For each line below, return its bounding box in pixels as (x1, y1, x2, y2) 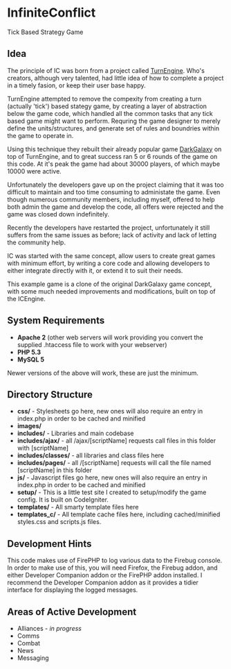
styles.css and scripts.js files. (17, 518, 102, 526)
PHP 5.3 (17, 348, 41, 356)
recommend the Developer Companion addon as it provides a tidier (7, 578, 199, 587)
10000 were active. (7, 167, 62, 175)
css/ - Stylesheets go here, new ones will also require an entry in (17, 407, 203, 416)
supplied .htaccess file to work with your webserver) (17, 340, 167, 348)
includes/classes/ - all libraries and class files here (17, 451, 165, 459)
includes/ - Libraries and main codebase (17, 429, 134, 438)
